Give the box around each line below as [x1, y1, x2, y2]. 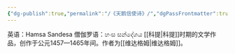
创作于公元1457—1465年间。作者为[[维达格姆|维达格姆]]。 [19, 39, 187, 47]
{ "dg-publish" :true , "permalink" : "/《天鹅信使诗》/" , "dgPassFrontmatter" [7, 10, 217, 17]
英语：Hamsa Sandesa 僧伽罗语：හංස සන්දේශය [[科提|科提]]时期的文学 [7, 30, 211, 38]
